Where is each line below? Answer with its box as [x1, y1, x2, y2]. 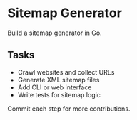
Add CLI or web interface [17, 83, 92, 92]
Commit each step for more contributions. [7, 104, 131, 113]
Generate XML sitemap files [17, 75, 100, 84]
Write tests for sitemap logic [17, 90, 101, 99]
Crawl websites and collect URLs [17, 67, 115, 76]
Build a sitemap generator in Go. [7, 28, 102, 37]
